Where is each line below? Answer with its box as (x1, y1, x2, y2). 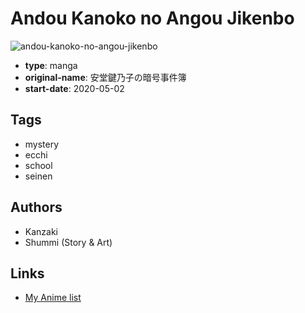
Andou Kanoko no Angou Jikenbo (10, 7, 295, 30)
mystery (24, 138, 60, 150)
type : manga (24, 59, 78, 71)
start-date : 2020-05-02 (24, 82, 125, 94)
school (24, 159, 53, 171)
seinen (24, 170, 53, 182)
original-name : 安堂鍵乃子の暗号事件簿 (24, 71, 187, 83)
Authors (10, 199, 63, 216)
